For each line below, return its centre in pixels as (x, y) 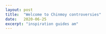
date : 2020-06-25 (26, 19)
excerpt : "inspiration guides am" (42, 24)
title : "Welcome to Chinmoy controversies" (53, 14)
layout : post (19, 10)
